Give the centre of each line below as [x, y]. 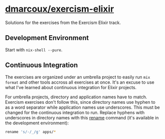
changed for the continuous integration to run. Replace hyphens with [75, 112]
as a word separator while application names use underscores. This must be [82, 107]
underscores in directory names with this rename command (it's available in [82, 117]
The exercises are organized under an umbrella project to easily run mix [78, 77]
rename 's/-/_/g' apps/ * [31, 132]
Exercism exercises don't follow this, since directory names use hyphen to [80, 102]
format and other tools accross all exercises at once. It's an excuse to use [80, 82]
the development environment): [37, 123]
